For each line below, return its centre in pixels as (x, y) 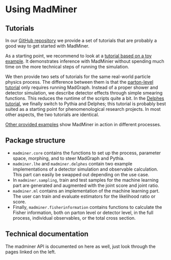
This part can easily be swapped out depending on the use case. (81, 174)
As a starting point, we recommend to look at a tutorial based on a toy (79, 56)
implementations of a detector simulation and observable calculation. (85, 169)
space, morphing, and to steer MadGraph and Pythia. (69, 158)
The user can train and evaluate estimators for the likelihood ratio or (84, 196)
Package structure (35, 141)
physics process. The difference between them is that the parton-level (79, 82)
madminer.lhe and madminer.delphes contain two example (72, 163)
